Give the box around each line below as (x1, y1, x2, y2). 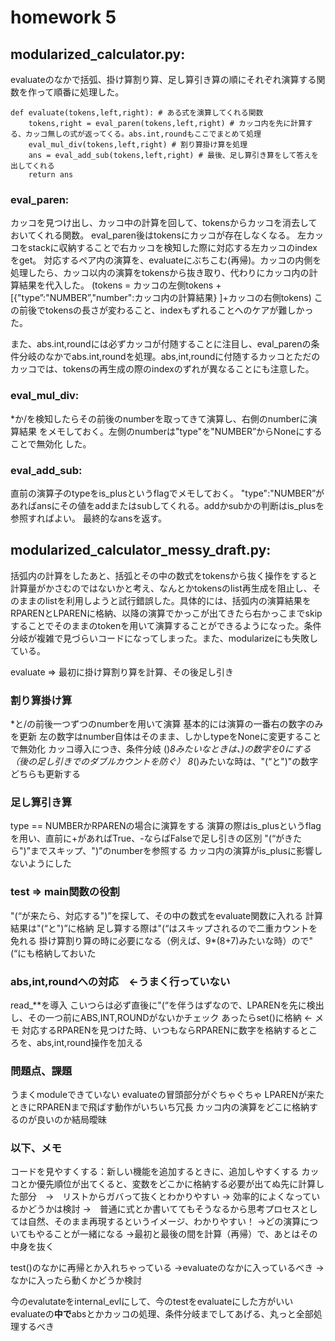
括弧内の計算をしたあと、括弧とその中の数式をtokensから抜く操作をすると (10, 569, 318, 581)
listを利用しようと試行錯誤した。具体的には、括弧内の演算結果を (44, 594, 312, 606)
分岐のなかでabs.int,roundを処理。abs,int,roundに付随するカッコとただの (18, 351, 321, 363)
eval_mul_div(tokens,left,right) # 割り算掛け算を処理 (28, 140, 248, 150)
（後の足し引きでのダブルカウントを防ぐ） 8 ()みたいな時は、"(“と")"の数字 (10, 756, 319, 767)
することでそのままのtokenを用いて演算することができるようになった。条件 (10, 619, 322, 631)
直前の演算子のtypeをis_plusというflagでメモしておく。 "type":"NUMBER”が (10, 487, 325, 499)
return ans (28, 170, 74, 180)
